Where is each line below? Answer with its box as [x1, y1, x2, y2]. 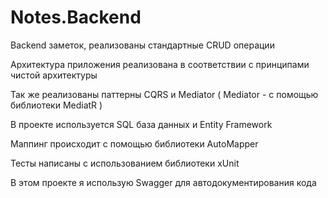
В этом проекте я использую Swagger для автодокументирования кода [10, 176, 317, 188]
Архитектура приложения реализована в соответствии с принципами [10, 58, 310, 70]
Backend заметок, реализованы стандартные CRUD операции [10, 39, 275, 51]
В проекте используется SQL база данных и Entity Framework [10, 118, 273, 130]
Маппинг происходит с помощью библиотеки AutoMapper [10, 137, 259, 150]
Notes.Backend [10, 6, 142, 29]
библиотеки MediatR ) [10, 99, 103, 111]
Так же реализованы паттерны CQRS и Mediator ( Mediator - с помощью [10, 88, 319, 100]
